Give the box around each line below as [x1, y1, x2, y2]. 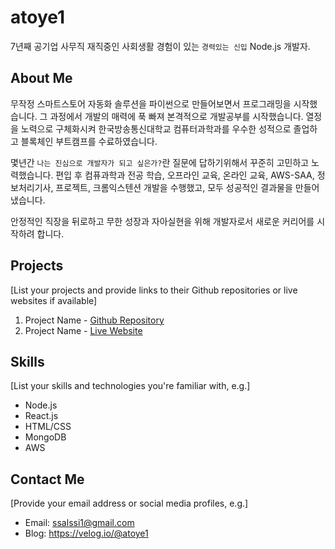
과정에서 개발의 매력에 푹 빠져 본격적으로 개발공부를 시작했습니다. [49, 110, 304, 122]
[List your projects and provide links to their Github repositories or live [10, 284, 298, 296]
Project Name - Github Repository [24, 314, 165, 326]
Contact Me [10, 471, 85, 488]
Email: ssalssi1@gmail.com [24, 517, 135, 529]
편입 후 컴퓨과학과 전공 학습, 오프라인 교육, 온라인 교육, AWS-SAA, [55, 169, 315, 181]
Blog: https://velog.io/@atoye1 [24, 527, 149, 540]
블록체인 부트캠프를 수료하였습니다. [20, 135, 158, 147]
